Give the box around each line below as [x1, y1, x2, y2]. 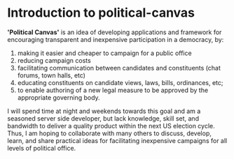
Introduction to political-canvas [7, 5, 195, 21]
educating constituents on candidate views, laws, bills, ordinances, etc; [17, 78, 223, 86]
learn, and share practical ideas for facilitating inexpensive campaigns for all [7, 136, 228, 144]
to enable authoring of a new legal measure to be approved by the [17, 86, 209, 94]
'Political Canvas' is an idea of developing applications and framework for [7, 28, 222, 36]
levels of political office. [7, 144, 76, 152]
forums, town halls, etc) [17, 71, 86, 79]
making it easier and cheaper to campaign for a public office [17, 49, 192, 57]
